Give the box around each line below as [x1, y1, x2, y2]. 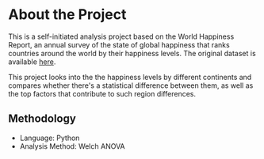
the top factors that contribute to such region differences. [8, 89, 197, 98]
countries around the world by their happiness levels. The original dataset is [8, 48, 256, 58]
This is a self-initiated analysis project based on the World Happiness [8, 32, 235, 41]
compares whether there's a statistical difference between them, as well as [8, 81, 254, 90]
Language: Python [19, 133, 80, 142]
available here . [8, 57, 56, 66]
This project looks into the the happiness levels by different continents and [8, 72, 252, 81]
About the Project [8, 6, 127, 24]
